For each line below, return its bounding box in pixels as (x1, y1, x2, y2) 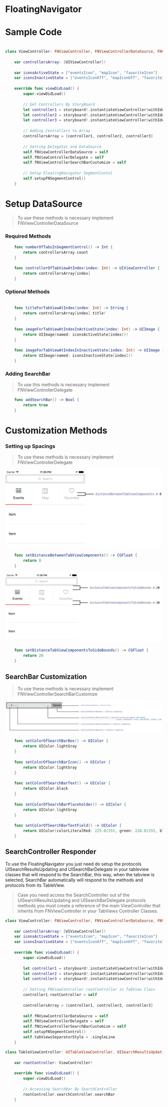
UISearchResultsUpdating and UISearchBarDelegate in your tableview (5, 866, 149, 872)
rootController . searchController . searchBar (23, 1092, 115, 1097)
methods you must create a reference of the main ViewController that (17, 902, 161, 908)
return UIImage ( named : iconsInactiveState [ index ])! (23, 353, 133, 358)
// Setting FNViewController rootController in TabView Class (23, 987, 155, 992)
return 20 (23, 653, 43, 658)
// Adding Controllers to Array (23, 128, 91, 133)
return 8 (23, 558, 41, 563)
